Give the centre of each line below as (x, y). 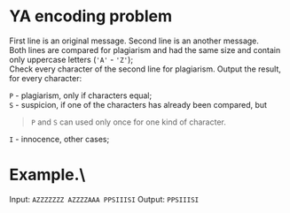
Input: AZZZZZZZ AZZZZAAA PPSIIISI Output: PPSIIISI (104, 199)
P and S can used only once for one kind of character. (128, 122)
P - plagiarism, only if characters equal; (81, 95)
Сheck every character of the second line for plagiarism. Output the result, (145, 69)
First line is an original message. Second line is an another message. (134, 41)
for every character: (46, 78)
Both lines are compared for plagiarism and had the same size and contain (145, 49)
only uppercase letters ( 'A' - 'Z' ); (71, 59)
